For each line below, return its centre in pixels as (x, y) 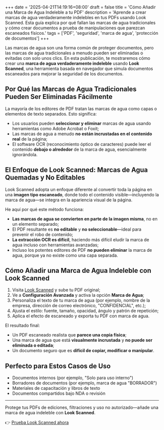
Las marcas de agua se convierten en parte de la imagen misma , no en (85, 219)
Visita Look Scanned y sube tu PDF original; (56, 290)
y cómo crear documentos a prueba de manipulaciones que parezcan (75, 28)
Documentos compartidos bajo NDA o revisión (59, 393)
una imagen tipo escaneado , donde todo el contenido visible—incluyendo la (82, 194)
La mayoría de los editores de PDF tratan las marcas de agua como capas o (81, 108)
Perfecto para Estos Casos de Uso (58, 366)
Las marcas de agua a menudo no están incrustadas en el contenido (82, 134)
